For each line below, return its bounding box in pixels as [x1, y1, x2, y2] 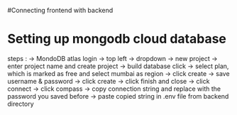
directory [7, 99, 34, 108]
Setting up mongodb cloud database [7, 31, 227, 47]
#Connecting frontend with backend [7, 6, 114, 14]
